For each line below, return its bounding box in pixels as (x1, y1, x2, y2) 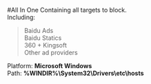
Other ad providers (23, 48, 78, 56)
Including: (7, 13, 36, 21)
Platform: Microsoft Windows (7, 62, 92, 70)
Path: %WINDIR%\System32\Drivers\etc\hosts (7, 69, 144, 77)
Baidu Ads (23, 27, 54, 34)
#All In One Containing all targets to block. (7, 6, 128, 14)
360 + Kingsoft (23, 41, 68, 49)
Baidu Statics (23, 34, 62, 42)
